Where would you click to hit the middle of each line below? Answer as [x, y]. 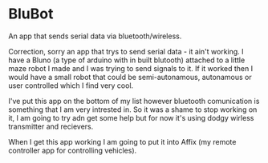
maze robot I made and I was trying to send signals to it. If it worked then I [131, 68]
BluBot [31, 14]
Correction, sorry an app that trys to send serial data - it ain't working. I [126, 51]
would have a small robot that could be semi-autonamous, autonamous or [130, 77]
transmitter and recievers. [51, 126]
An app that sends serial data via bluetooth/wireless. [95, 36]
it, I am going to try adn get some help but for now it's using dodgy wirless [131, 117]
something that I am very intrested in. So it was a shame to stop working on [133, 109]
